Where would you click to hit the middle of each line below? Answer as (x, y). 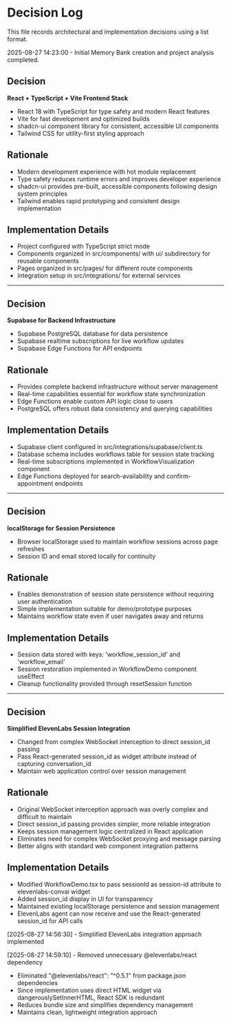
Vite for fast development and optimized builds (83, 118)
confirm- (178, 476)
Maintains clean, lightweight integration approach (87, 1012)
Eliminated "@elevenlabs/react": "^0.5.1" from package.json (101, 975)
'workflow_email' (41, 662)
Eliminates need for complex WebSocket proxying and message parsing (119, 838)
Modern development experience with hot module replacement (106, 172)
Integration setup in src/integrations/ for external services (99, 276)
